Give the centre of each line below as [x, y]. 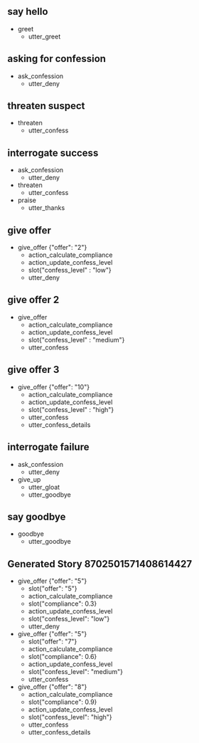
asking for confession [57, 59]
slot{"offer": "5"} [53, 589]
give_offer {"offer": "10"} [54, 386]
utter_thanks [47, 208]
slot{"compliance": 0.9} [63, 702]
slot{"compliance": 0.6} [63, 657]
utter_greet [44, 36]
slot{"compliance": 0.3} [63, 604]
